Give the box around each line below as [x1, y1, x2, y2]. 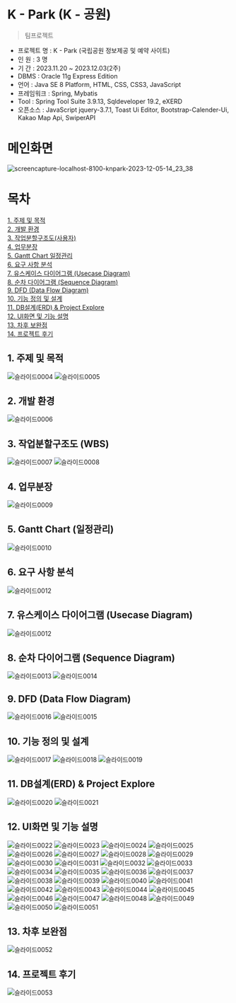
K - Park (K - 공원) [7, 6, 112, 23]
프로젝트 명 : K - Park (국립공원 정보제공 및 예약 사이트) [17, 46, 170, 54]
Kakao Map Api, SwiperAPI [17, 113, 96, 122]
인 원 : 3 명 [17, 54, 48, 64]
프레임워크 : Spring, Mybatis [17, 89, 98, 98]
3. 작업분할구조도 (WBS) [7, 438, 110, 450]
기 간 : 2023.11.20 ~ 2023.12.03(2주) [17, 64, 122, 72]
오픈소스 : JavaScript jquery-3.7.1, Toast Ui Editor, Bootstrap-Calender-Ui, [17, 105, 230, 114]
